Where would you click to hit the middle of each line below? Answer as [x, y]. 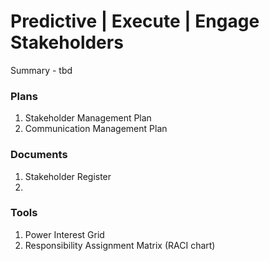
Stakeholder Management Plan [88, 118]
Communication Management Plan [96, 129]
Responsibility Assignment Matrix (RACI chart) [120, 245]
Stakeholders [67, 42]
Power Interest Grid [64, 234]
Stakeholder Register [68, 176]
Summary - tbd [41, 70]
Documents [39, 155]
